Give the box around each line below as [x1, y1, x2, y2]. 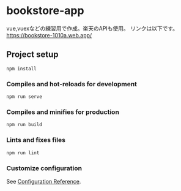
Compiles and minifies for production [6, 108, 119, 116]
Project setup [6, 50, 59, 60]
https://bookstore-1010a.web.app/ [6, 31, 92, 39]
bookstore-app [6, 4, 84, 18]
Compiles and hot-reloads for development [6, 80, 138, 88]
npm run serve [6, 94, 43, 100]
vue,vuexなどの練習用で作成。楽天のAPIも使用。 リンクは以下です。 [6, 24, 179, 32]
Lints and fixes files [6, 136, 66, 144]
